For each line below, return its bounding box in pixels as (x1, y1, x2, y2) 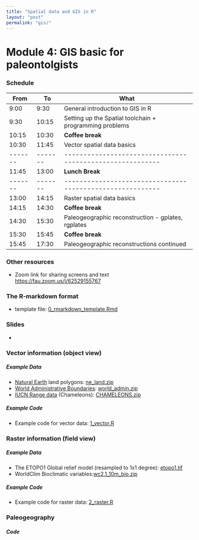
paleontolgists (6, 57, 79, 71)
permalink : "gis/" (6, 20, 52, 25)
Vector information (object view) (6, 349, 102, 357)
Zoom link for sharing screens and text (14, 271, 110, 279)
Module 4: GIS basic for (6, 45, 124, 59)
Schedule (6, 79, 34, 87)
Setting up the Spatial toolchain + (64, 114, 156, 122)
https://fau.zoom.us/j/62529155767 (14, 277, 101, 285)
